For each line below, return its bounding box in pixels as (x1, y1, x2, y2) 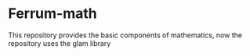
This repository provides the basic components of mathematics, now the (8, 30, 243, 40)
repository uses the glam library (8, 38, 111, 47)
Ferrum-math (8, 5, 97, 23)
